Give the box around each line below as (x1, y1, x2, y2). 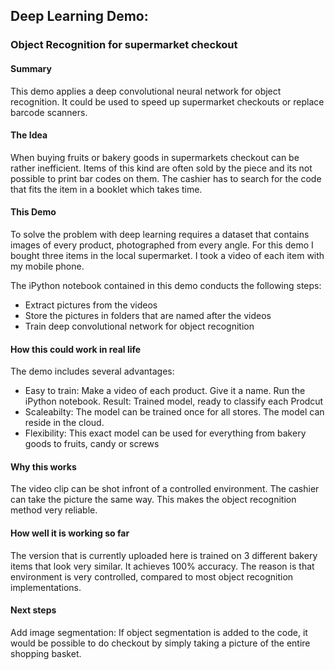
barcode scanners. (10, 106, 88, 118)
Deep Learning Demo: (10, 8, 149, 25)
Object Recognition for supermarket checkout (10, 38, 238, 52)
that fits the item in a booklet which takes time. (10, 183, 203, 195)
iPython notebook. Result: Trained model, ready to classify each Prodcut (24, 395, 324, 408)
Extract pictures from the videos (24, 299, 158, 311)
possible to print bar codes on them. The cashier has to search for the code (10, 172, 322, 184)
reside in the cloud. (24, 417, 105, 429)
